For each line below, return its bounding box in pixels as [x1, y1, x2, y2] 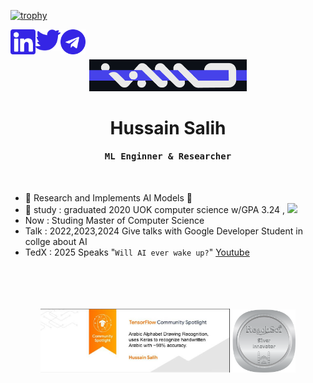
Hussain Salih [109, 116, 227, 139]
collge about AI [24, 235, 88, 247]
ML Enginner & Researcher [104, 151, 232, 162]
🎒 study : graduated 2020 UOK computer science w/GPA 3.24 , [24, 203, 286, 215]
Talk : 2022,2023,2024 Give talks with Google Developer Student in [24, 225, 303, 237]
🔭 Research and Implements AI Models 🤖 [24, 191, 193, 204]
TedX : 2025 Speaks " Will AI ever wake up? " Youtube [24, 246, 250, 258]
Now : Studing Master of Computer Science [24, 214, 205, 226]
